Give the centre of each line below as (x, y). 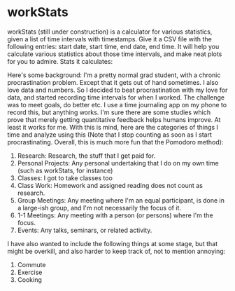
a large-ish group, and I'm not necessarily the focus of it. (99, 208)
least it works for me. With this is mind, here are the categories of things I (113, 127)
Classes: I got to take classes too (65, 178)
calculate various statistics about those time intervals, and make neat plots (115, 54)
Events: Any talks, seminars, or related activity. (85, 230)
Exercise (30, 272)
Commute (31, 264)
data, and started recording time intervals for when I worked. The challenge (116, 97)
